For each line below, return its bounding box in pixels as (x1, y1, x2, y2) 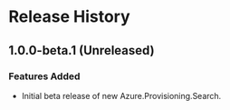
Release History (8, 6, 130, 27)
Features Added (8, 70, 81, 83)
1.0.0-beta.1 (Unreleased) (8, 43, 155, 58)
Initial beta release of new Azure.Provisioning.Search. (21, 90, 222, 101)
